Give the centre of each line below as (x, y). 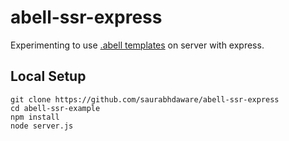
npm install (35, 117)
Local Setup (48, 76)
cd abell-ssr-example (55, 108)
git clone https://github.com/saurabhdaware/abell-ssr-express (145, 99)
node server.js (42, 126)
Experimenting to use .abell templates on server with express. (137, 45)
